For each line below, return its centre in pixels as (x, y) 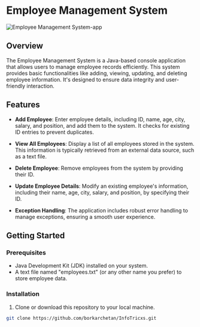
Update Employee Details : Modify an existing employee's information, (101, 186)
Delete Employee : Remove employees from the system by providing (99, 168)
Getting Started (36, 235)
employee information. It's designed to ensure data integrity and (85, 79)
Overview (25, 46)
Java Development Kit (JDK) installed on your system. (81, 266)
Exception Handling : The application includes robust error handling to (101, 210)
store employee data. (41, 278)
